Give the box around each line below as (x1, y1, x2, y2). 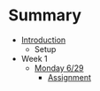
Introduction (20, 34, 66, 45)
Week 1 (20, 53, 48, 64)
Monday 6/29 (34, 63, 84, 73)
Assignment (47, 72, 92, 82)
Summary (8, 5, 81, 26)
